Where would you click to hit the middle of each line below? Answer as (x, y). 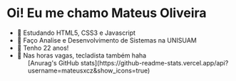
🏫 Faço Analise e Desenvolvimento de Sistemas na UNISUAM (107, 40)
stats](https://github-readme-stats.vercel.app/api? (154, 63)
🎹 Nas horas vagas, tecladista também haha (82, 55)
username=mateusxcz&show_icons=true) (89, 70)
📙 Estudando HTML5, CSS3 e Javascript (76, 33)
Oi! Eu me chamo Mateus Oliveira (107, 13)
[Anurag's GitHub (53, 63)
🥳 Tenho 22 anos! (43, 48)
